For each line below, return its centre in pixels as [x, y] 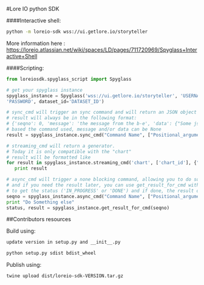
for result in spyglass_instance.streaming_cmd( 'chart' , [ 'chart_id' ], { [102, 163]
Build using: [21, 231]
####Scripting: [25, 68]
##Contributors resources [39, 219]
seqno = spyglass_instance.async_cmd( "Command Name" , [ [78, 196]
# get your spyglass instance [45, 90]
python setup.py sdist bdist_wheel [51, 253]
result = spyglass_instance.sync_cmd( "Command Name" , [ [78, 135]
